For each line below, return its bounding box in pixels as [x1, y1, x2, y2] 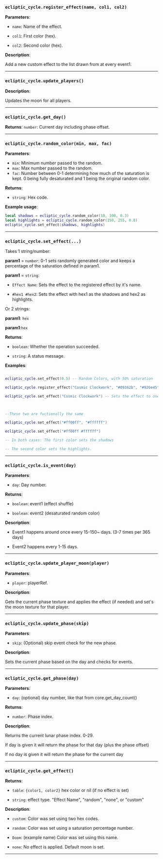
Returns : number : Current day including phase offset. [5, 124, 110, 130]
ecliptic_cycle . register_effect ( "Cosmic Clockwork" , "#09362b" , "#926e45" [5, 385, 160, 390]
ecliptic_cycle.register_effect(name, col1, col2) [5, 4, 127, 10]
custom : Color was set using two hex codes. [12, 816, 99, 821]
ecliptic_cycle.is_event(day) [5, 462, 77, 468]
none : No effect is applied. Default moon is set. [12, 844, 105, 850]
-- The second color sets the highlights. [5, 447, 92, 452]
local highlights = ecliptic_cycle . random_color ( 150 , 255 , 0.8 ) [5, 218, 138, 223]
